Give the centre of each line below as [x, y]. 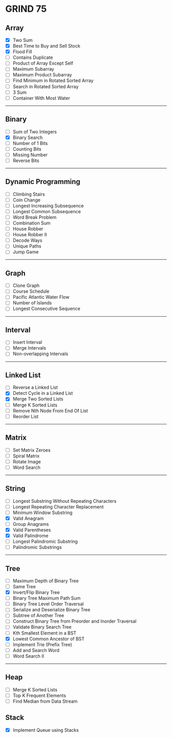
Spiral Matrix [26, 456]
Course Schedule [31, 291]
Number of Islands [32, 303]
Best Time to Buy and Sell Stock [46, 46]
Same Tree [24, 587]
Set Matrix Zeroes [31, 450]
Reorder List [26, 416]
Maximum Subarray [34, 69]
